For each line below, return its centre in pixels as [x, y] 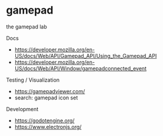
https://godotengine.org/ [44, 120]
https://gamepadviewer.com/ [50, 91]
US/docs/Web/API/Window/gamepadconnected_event [81, 68]
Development [22, 109]
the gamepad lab [26, 27]
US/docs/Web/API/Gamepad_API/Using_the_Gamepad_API [86, 56]
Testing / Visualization [33, 80]
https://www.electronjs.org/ [48, 127]
